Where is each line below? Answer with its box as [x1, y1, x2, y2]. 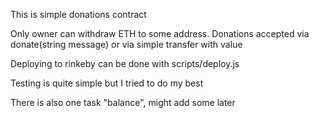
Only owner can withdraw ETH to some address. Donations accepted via [10, 28, 310, 39]
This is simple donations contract [10, 9, 147, 20]
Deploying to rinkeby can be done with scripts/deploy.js [10, 58, 240, 69]
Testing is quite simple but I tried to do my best [10, 77, 204, 89]
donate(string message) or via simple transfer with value [10, 39, 243, 50]
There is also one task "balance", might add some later [10, 97, 236, 108]
